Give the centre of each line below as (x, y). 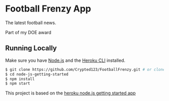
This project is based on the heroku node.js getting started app (70, 93)
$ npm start (18, 83)
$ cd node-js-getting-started (37, 74)
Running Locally (31, 48)
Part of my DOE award (28, 32)
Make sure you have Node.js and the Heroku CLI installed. (65, 60)
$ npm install (20, 79)
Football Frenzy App (48, 9)
